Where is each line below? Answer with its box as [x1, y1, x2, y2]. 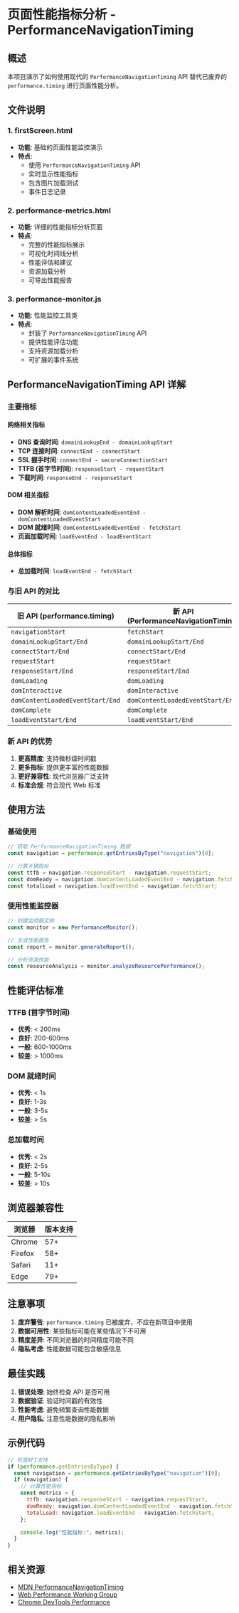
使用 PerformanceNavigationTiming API [28, 161, 141, 169]
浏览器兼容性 [7, 1201, 64, 1213]
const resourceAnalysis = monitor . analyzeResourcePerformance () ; [7, 963, 205, 970]
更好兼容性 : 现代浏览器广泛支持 [17, 772, 109, 780]
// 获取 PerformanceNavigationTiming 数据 [7, 843, 131, 851]
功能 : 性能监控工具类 [17, 311, 78, 320]
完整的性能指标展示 [28, 240, 85, 249]
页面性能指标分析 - [7, 6, 116, 23]
